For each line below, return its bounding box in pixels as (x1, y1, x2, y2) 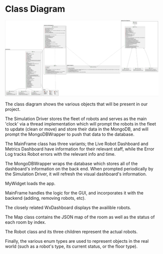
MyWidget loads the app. (5, 181, 56, 187)
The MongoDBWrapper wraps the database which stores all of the (5, 161, 138, 167)
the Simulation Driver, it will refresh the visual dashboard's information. (5, 171, 147, 177)
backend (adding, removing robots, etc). (5, 195, 86, 201)
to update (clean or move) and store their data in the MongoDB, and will (5, 126, 148, 132)
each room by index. (5, 219, 46, 225)
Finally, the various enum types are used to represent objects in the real (5, 238, 149, 244)
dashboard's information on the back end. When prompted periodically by (5, 166, 154, 172)
